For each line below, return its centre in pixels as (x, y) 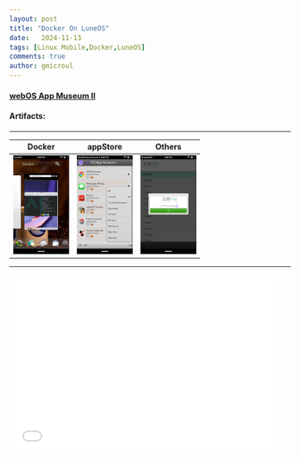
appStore (105, 147)
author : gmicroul (42, 66)
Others (168, 147)
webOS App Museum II (53, 96)
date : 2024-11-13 (46, 38)
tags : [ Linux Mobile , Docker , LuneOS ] (77, 47)
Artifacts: (28, 116)
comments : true (37, 57)
